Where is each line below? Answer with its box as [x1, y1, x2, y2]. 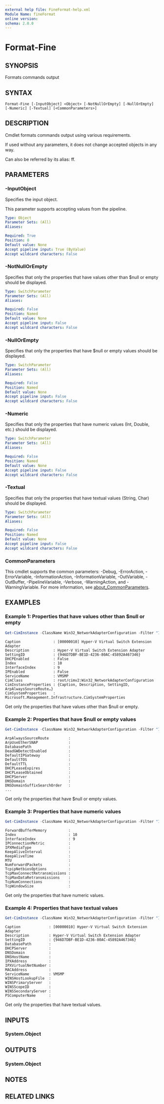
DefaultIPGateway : [5, 753, 71, 758]
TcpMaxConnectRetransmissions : [5, 871, 71, 876]
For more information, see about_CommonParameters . [41, 584, 150, 590]
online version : [5, 16, 38, 21]
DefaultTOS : [5, 757, 71, 762]
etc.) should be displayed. [5, 427, 57, 433]
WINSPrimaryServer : [5, 981, 51, 985]
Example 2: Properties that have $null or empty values [5, 716, 137, 723]
